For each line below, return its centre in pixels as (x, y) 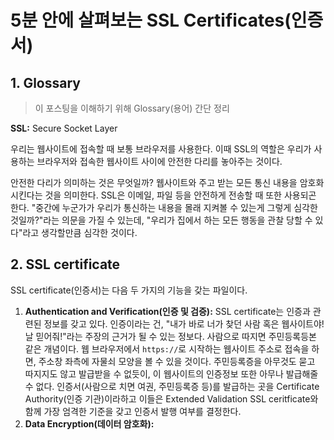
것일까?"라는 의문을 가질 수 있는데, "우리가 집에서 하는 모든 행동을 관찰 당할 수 (161, 220)
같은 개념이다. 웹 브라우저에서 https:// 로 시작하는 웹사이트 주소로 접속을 (167, 348)
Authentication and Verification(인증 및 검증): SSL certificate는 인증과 (167, 311)
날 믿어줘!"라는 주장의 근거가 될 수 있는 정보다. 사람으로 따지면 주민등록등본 (170, 336)
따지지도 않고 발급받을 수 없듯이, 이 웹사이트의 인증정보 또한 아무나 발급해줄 (171, 373)
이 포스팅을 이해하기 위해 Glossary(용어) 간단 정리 (132, 108)
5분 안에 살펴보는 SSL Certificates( (151, 20)
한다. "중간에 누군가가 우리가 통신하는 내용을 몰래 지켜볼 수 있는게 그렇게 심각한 (164, 207)
